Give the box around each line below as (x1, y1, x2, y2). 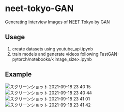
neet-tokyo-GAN (5, 3, 74, 14)
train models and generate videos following (12, 51, 99, 57)
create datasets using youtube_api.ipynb (12, 46, 93, 51)
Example (5, 70, 32, 79)
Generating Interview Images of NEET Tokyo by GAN (5, 19, 110, 25)
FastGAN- (99, 51, 120, 57)
